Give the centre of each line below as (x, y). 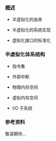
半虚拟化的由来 (27, 19)
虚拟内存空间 (25, 98)
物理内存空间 (25, 87)
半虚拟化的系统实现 (31, 30)
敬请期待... (16, 134)
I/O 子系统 (22, 108)
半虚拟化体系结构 (25, 54)
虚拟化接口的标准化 (31, 40)
